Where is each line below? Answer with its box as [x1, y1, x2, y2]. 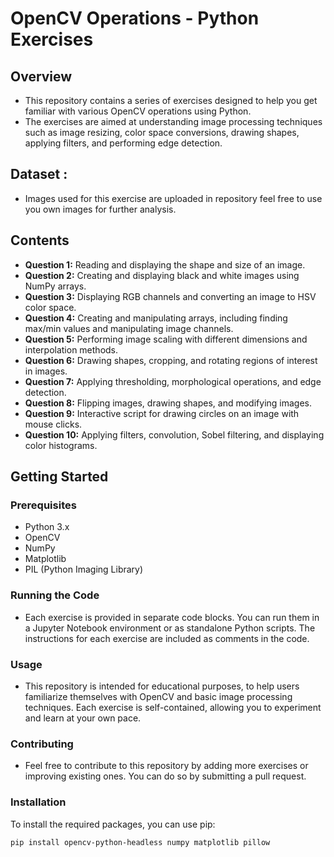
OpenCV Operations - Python [10, 7, 260, 30]
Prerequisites [10, 498, 77, 512]
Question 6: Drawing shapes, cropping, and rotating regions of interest [24, 354, 318, 366]
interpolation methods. [24, 343, 119, 356]
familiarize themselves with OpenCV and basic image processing [24, 690, 293, 702]
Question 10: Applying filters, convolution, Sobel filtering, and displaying [24, 428, 325, 441]
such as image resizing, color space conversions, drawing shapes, [24, 127, 300, 138]
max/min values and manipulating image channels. [24, 322, 234, 334]
